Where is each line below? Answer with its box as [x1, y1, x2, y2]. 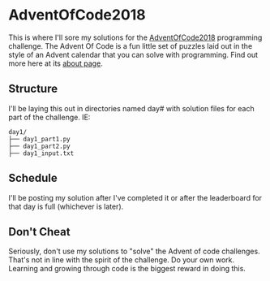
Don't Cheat [8, 225, 71, 239]
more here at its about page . [8, 58, 103, 68]
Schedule [8, 171, 58, 185]
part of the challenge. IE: [8, 112, 91, 122]
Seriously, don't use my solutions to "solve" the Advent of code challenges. [8, 246, 261, 257]
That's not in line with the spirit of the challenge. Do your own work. [8, 255, 235, 265]
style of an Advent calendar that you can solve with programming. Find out [8, 50, 258, 59]
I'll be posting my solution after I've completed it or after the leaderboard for [8, 192, 262, 202]
